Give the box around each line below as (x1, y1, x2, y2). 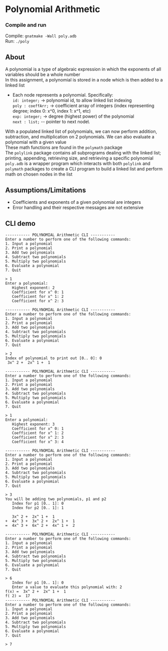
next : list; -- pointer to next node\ (12, 119, 89, 125)
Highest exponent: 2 (12, 285, 55, 290)
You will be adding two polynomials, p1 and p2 (5, 497, 107, 502)
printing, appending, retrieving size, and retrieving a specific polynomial (5, 155, 154, 161)
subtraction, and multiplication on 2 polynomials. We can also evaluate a (5, 134, 154, 140)
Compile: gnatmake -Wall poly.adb (5, 33, 77, 39)
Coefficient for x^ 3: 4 (12, 439, 64, 444)
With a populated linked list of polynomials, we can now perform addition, (5, 128, 157, 134)
